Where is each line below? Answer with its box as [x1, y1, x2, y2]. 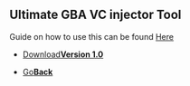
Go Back [22, 66, 53, 77]
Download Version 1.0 [22, 49, 104, 60]
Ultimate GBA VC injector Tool [9, 7, 182, 23]
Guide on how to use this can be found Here [9, 31, 175, 42]
